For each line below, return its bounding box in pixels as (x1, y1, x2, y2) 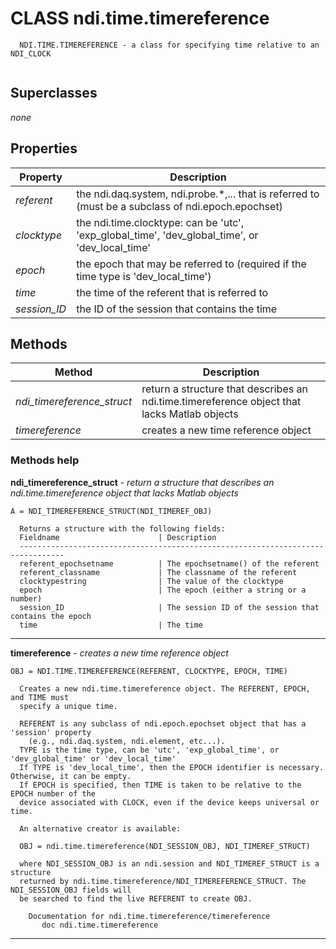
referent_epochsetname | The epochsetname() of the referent (19, 558, 320, 569)
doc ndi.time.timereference (41, 920, 159, 930)
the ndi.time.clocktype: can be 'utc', (76, 215, 245, 229)
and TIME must (10, 692, 70, 702)
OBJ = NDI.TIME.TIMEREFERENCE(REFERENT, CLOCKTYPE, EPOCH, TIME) (10, 666, 288, 676)
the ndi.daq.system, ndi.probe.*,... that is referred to (76, 187, 320, 201)
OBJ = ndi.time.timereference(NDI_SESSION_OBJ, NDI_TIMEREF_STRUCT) (19, 841, 311, 851)
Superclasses (10, 85, 98, 102)
